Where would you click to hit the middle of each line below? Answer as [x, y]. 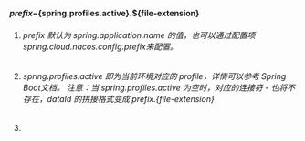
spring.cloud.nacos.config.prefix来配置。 [100, 46]
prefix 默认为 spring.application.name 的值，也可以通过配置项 [139, 35]
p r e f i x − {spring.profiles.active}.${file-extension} [105, 13]
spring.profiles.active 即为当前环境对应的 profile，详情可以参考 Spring [154, 76]
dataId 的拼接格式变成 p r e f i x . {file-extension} [131, 99]
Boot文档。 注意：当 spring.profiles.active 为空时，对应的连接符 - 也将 [155, 88]
